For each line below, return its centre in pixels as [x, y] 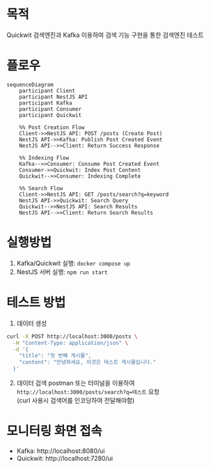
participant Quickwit [50, 115]
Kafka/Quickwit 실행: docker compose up [73, 263]
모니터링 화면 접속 [54, 431]
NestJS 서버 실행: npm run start [62, 272]
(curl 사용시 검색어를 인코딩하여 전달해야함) [76, 400]
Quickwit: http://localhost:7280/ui [64, 458]
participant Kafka [46, 103]
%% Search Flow [41, 188]
